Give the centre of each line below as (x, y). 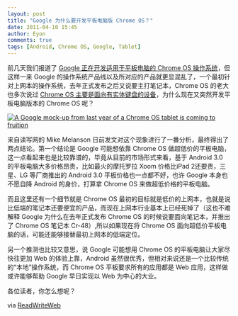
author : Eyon (27, 34)
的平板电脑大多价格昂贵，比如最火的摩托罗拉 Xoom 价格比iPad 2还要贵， (114, 166)
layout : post (27, 14)
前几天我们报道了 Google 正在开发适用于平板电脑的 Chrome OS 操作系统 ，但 (119, 68)
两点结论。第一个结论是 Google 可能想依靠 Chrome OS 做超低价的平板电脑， (119, 148)
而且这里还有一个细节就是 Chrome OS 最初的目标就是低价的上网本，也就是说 (119, 199)
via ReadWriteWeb (34, 305)
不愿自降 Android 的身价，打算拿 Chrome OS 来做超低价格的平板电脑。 (110, 184)
